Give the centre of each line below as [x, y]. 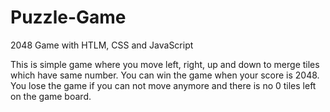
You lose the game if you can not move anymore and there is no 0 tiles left [163, 85]
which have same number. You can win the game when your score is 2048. [165, 75]
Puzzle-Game [68, 17]
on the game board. [51, 96]
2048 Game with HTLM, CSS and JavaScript [102, 45]
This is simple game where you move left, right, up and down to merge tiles [165, 64]
